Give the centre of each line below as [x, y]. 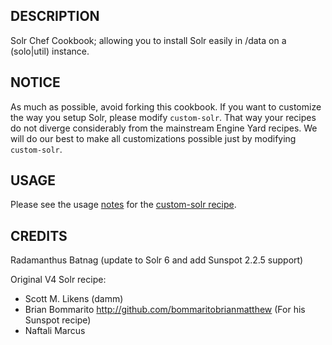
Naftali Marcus [55, 331]
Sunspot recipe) [58, 320]
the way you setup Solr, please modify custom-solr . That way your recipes [163, 117]
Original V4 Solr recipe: [58, 280]
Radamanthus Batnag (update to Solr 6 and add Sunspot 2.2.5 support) [157, 260]
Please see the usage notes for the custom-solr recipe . [123, 205]
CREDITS [39, 235]
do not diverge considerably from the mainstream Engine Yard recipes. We [164, 128]
